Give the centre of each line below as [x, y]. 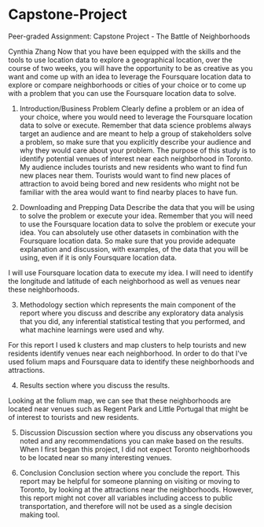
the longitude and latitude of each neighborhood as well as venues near [125, 281]
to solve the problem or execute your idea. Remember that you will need [136, 216]
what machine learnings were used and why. [92, 330]
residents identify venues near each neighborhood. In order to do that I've [128, 353]
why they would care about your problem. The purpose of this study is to [137, 150]
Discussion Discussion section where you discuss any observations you [136, 432]
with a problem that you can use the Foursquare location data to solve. [123, 93]
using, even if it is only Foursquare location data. [98, 257]
